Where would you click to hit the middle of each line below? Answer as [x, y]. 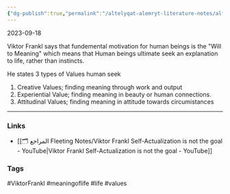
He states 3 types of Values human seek [64, 74]
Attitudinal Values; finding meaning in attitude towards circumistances [115, 101]
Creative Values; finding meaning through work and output [100, 87]
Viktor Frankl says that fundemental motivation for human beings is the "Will [114, 46]
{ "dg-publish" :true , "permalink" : [55, 13]
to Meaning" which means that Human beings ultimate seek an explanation [113, 53]
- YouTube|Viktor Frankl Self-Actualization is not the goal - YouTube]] [115, 150]
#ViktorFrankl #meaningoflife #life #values [67, 183]
